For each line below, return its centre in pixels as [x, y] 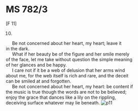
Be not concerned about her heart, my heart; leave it [67, 43]
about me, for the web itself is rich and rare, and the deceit [67, 75]
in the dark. [18, 48]
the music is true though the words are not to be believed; [66, 92]
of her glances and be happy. [37, 65]
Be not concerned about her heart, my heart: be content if [73, 86]
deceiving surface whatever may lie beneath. [53, 102]
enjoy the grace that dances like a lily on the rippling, [61, 97]
